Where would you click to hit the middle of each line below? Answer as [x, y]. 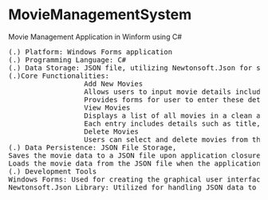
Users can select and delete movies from [166, 139]
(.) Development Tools [53, 171]
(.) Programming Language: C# [67, 60]
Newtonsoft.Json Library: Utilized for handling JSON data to [132, 187]
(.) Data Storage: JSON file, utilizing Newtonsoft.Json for [130, 68]
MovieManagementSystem [100, 15]
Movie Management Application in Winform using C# [95, 37]
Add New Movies [113, 84]
